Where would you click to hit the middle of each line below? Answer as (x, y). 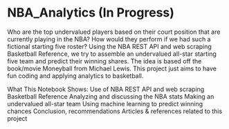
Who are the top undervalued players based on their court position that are (114, 32)
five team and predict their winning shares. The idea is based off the (104, 61)
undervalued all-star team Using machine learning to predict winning (105, 103)
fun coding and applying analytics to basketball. (75, 76)
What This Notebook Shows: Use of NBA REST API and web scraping (106, 89)
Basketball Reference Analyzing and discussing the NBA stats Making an (111, 96)
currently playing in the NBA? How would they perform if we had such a (109, 39)
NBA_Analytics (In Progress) (91, 13)
